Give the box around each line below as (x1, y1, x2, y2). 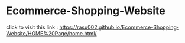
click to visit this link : (6, 24, 59, 31)
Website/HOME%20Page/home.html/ (6, 29, 97, 37)
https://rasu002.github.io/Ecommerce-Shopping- (59, 24, 179, 31)
